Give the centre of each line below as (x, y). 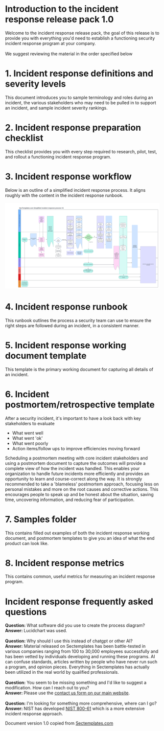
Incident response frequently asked (79, 602)
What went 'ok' (27, 438)
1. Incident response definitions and (79, 74)
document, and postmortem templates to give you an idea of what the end (80, 538)
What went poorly (30, 443)
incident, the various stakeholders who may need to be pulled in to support (81, 103)
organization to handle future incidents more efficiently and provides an (77, 474)
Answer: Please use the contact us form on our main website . (68, 693)
